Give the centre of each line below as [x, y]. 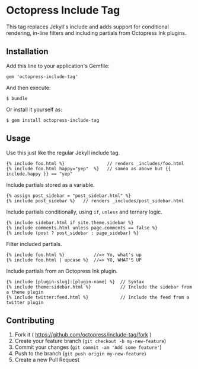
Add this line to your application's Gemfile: [58, 66]
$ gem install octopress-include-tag [53, 120]
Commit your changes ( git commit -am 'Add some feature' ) [88, 347]
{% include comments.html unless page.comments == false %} [82, 228]
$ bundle [17, 98]
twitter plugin [25, 302]
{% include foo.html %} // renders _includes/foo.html [95, 163]
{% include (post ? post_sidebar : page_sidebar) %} [73, 233]
